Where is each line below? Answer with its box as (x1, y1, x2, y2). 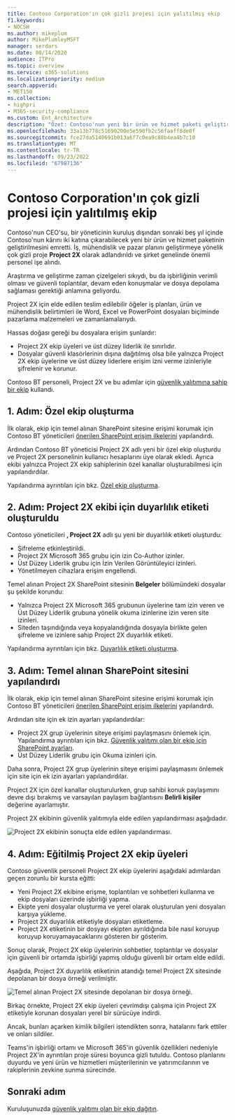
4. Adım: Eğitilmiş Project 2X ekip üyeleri (7, 848, 188, 860)
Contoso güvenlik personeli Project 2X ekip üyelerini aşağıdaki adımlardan (7, 866, 221, 875)
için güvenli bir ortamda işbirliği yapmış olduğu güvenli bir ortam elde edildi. (7, 953, 225, 961)
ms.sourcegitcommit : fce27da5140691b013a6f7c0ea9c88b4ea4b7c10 (7, 134, 196, 141)
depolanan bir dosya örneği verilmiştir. (7, 974, 118, 982)
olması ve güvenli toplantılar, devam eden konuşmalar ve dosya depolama (7, 279, 220, 287)
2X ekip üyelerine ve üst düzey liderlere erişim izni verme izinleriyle (17, 356, 212, 365)
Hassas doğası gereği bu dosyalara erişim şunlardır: (7, 328, 157, 337)
